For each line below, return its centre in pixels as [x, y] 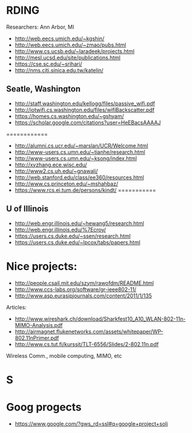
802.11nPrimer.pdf [37, 337]
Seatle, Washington [44, 89]
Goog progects [44, 407]
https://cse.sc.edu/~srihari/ [48, 64]
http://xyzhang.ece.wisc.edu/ [51, 164]
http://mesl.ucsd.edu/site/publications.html [68, 57]
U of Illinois [27, 209]
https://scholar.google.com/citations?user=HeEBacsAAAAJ [88, 122]
